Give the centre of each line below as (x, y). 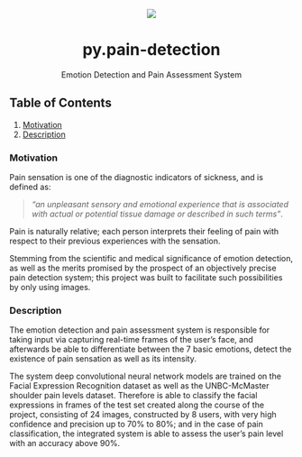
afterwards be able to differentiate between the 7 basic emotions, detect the (151, 349)
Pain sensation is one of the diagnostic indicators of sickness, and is (137, 178)
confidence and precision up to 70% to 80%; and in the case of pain (136, 425)
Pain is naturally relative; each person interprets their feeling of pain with (144, 232)
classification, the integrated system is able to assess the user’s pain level (146, 434)
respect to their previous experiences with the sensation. (115, 241)
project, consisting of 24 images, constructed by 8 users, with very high (143, 415)
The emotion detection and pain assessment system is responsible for (140, 330)
